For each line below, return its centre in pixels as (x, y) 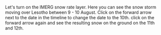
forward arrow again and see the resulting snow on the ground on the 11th (80, 23)
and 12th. (14, 28)
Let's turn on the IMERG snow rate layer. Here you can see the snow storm (81, 7)
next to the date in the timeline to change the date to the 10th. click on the (80, 17)
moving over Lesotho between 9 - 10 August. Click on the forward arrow (78, 12)
